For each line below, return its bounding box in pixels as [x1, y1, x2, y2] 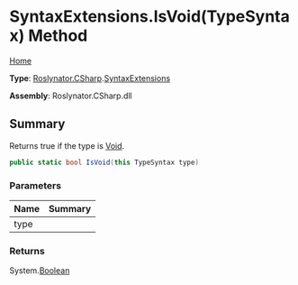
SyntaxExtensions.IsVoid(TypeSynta [9, 6, 290, 27]
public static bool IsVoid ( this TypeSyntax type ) [9, 158, 200, 167]
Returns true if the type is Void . [9, 140, 125, 151]
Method [28, 25, 88, 46]
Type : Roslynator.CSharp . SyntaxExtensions [9, 72, 171, 83]
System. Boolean [9, 265, 70, 276]
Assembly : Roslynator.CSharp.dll [9, 90, 132, 101]
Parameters [9, 179, 61, 191]
